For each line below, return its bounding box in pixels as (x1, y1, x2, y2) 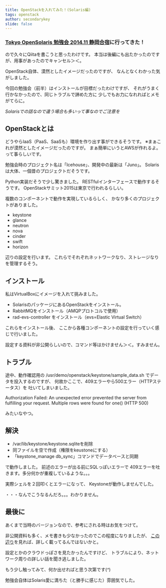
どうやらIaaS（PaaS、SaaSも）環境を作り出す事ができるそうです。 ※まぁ (5, 138, 157, 144)
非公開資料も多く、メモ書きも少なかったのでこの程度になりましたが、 (5, 532, 150, 538)
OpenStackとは (5, 124, 54, 133)
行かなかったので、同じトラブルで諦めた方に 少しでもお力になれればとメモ (5, 91, 159, 97)
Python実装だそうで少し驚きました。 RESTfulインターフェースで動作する (5, 179, 155, 185)
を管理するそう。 (5, 260, 40, 266)
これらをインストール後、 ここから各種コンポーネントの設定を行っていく (5, 325, 155, 331)
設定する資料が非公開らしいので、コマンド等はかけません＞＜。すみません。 (5, 342, 162, 348)
